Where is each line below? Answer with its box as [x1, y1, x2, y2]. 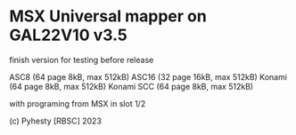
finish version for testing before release [9, 54, 154, 65]
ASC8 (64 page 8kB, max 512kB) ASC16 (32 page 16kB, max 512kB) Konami [9, 71, 288, 82]
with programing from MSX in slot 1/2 [9, 98, 146, 108]
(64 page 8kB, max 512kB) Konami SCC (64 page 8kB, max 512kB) [9, 81, 254, 91]
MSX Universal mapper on [9, 6, 207, 27]
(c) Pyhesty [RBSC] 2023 [9, 115, 103, 126]
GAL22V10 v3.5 [9, 25, 127, 45]
